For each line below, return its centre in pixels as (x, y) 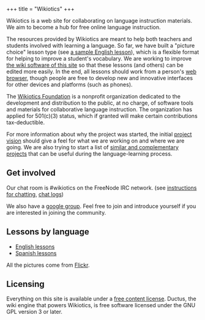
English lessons (35, 247)
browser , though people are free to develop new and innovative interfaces (100, 78)
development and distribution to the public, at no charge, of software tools (100, 103)
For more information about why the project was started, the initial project (99, 134)
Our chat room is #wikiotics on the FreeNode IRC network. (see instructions (102, 188)
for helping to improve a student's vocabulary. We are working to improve (99, 58)
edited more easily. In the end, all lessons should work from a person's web (102, 72)
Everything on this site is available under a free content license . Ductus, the (102, 299)
